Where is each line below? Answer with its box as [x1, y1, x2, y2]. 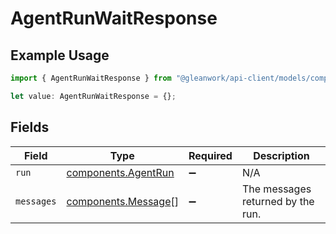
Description [253, 148, 310, 162]
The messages [241, 182, 312, 196]
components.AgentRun [66, 165, 175, 179]
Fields [10, 119, 50, 136]
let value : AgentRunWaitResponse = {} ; [10, 91, 177, 101]
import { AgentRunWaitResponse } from [10, 73, 172, 83]
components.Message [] [66, 194, 179, 208]
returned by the [241, 194, 315, 208]
